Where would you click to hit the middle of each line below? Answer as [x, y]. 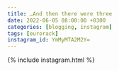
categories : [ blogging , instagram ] [60, 27]
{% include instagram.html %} [51, 60]
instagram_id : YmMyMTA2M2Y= [49, 40]
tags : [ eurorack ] [33, 33]
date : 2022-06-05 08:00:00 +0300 [57, 20]
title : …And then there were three [60, 14]
